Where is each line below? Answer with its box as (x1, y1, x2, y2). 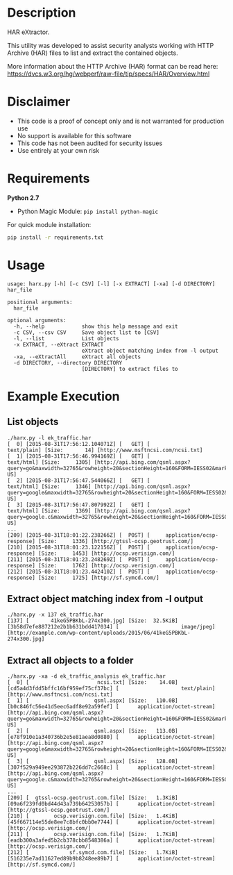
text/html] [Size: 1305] (7, 458, 92, 466)
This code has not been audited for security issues (17, 139, 163, 147)
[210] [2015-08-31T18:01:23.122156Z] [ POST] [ (7, 544, 150, 551)
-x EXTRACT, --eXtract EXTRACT (13, 341, 104, 348)
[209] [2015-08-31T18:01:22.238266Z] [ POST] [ (7, 531, 150, 539)
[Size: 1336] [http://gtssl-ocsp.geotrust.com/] (37, 537, 194, 544)
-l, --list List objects (13, 335, 119, 342)
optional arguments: (7, 317, 67, 324)
